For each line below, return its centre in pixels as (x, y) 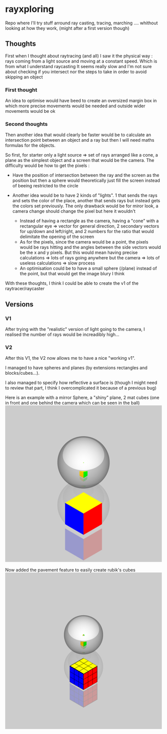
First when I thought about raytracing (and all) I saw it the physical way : (79, 56)
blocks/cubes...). (22, 373)
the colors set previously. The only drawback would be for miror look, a (85, 206)
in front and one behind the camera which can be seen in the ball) (73, 403)
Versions (19, 304)
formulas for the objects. (30, 146)
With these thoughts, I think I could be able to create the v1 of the (72, 283)
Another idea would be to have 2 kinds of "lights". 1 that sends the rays (85, 195)
